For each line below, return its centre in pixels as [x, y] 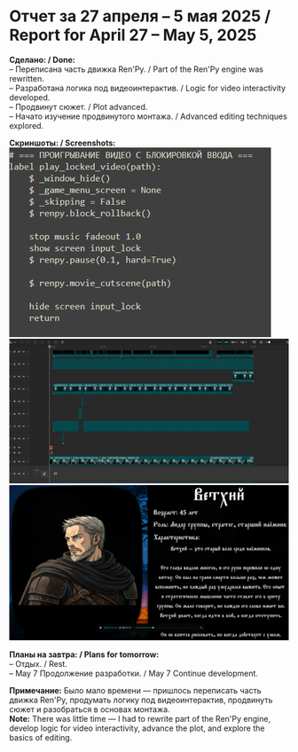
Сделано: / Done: [42, 59]
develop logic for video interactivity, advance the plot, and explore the [137, 728]
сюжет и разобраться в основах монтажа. [90, 709]
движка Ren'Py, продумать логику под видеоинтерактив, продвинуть [141, 700]
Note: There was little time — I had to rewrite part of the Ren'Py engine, [140, 718]
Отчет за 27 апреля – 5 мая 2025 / [140, 16]
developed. [30, 97]
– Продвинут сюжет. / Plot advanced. [78, 106]
